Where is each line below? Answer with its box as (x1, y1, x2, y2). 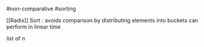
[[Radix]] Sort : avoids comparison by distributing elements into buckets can (6, 17, 198, 23)
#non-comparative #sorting (6, 5, 77, 12)
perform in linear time (6, 23, 61, 30)
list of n (6, 35, 26, 42)
